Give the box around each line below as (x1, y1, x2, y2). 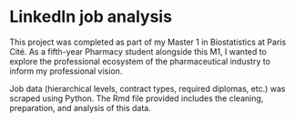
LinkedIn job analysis (9, 6, 173, 27)
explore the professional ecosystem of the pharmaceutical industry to (9, 56, 271, 66)
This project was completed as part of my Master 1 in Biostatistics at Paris (9, 36, 287, 47)
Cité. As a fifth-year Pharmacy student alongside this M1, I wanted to (9, 46, 267, 56)
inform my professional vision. (9, 66, 123, 76)
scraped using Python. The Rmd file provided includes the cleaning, (9, 93, 264, 104)
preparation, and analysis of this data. (9, 102, 152, 113)
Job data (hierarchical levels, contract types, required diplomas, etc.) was (9, 83, 286, 94)
